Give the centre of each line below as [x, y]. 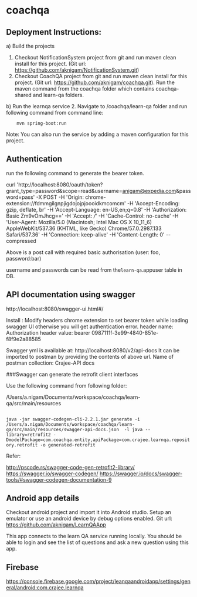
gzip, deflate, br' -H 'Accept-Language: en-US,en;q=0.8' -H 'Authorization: [96, 209]
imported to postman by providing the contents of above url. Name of [90, 356]
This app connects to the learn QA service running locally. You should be [94, 536]
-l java [133, 429]
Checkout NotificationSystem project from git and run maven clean [95, 57]
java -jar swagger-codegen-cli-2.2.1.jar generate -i [73, 419]
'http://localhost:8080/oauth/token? [60, 184]
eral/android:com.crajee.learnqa [45, 588]
